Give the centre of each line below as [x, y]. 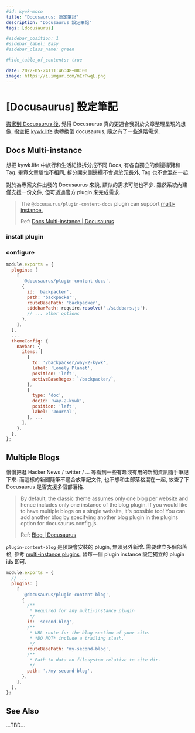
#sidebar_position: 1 [32, 39]
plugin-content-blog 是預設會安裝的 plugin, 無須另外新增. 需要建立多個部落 [97, 547]
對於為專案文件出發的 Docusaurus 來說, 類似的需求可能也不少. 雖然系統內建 [97, 185]
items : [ [32, 352]
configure [20, 253]
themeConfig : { [30, 341]
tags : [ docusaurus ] [30, 28]
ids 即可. [16, 562]
